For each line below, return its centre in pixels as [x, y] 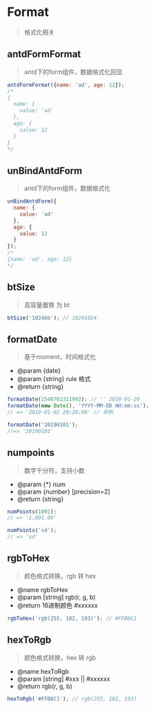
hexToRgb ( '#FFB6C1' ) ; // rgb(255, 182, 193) [72, 699]
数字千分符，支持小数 [54, 470]
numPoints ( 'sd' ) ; [32, 531]
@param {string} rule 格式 [54, 379]
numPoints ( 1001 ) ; [32, 512]
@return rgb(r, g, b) [44, 686]
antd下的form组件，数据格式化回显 [73, 72]
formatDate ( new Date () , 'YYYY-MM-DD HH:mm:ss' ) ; [78, 406]
